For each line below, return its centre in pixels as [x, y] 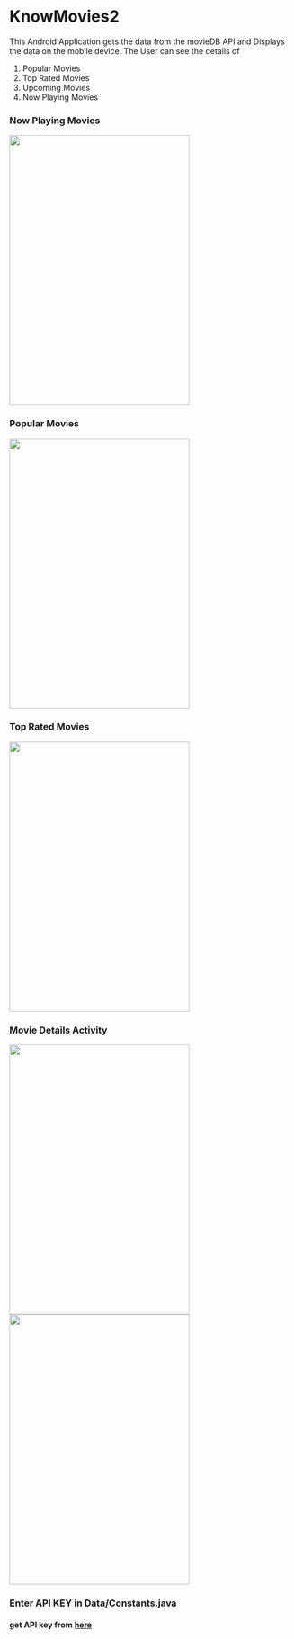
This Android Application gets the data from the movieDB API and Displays [147, 41]
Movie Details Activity [58, 1030]
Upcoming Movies [56, 87]
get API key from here [51, 1625]
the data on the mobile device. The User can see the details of [125, 50]
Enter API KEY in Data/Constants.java [93, 1603]
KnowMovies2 [64, 17]
